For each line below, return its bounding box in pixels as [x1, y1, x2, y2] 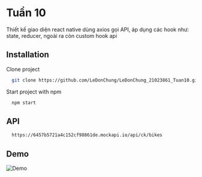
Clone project [6, 65, 40, 73]
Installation [6, 50, 49, 60]
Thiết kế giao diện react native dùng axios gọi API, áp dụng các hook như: [6, 26, 189, 33]
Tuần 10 [6, 6, 46, 20]
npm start [11, 100, 36, 106]
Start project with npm [6, 88, 62, 95]
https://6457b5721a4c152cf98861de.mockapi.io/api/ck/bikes [11, 132, 163, 138]
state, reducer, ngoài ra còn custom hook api [6, 32, 117, 39]
